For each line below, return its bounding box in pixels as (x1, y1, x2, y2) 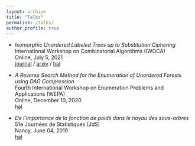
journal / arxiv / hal (14, 60, 61, 67)
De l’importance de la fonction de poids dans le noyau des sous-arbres (14, 115, 189, 122)
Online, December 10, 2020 (14, 97, 82, 104)
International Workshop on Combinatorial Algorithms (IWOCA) (14, 48, 165, 55)
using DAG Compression (14, 78, 75, 85)
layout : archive (6, 8, 46, 15)
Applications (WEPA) (14, 90, 66, 98)
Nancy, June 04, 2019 (14, 127, 69, 134)
